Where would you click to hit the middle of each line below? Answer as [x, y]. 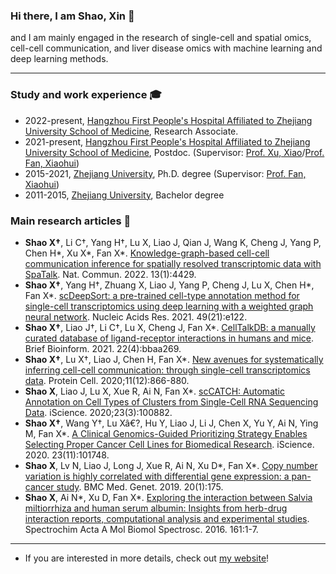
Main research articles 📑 [71, 221]
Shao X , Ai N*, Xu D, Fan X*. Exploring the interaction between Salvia [168, 497]
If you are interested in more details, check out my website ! [147, 558]
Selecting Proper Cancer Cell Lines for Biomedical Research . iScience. [169, 444]
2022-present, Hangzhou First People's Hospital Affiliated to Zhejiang [168, 120]
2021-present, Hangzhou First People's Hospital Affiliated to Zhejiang [167, 141]
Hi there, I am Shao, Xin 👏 [72, 16]
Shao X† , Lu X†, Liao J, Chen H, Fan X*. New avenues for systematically [174, 359]
